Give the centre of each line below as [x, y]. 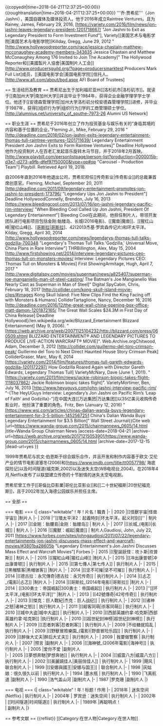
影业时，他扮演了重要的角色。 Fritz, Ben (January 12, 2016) [64, 405]
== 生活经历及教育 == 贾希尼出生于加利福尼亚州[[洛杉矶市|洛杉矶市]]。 [76, 90]
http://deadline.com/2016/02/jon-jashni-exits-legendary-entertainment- [79, 135]
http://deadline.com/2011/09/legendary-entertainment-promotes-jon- [76, 189]
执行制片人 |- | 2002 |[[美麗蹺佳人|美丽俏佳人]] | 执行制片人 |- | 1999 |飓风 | [80, 661]
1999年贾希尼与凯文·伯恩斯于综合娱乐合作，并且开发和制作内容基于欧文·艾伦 [81, 456]
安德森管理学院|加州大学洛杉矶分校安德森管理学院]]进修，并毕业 [94, 102]
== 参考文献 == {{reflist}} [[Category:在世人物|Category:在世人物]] [72, 718]
